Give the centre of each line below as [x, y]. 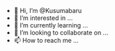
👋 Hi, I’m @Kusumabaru [48, 11]
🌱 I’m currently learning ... [51, 25]
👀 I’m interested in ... [43, 18]
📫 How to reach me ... [46, 40]
